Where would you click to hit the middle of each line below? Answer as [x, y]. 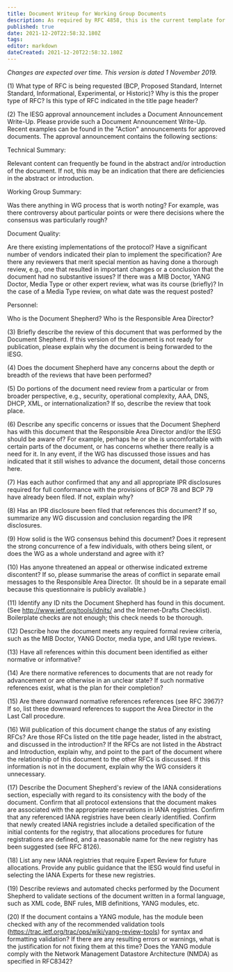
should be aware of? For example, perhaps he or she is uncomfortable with [115, 439]
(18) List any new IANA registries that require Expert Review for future [107, 860]
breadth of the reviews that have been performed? [79, 375]
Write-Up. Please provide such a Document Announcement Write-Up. [107, 121]
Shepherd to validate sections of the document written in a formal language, [116, 895]
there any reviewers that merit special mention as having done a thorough [113, 261]
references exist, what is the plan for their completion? [85, 688]
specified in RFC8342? [40, 961]
